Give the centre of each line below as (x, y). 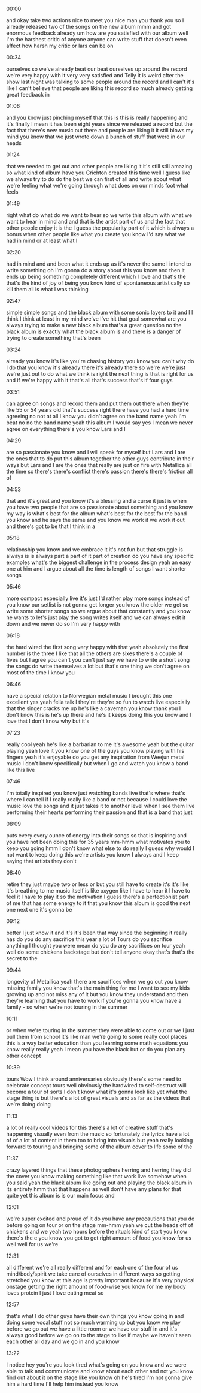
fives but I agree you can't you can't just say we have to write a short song (98, 660)
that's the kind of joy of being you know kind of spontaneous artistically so (98, 283)
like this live (21, 770)
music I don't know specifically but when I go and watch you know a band (97, 763)
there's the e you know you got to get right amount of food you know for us (99, 1238)
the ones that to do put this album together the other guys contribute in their (100, 459)
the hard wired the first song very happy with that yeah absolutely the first (98, 647)
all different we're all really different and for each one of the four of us (92, 1267)
